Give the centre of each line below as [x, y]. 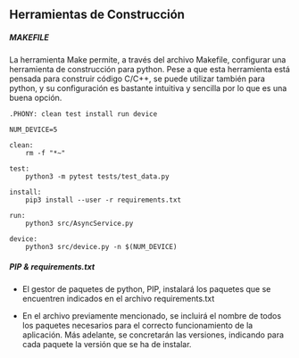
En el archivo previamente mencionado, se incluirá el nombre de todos [152, 316]
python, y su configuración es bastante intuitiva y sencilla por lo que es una [148, 88]
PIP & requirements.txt [52, 266]
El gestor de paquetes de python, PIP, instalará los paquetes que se [146, 289]
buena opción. [36, 98]
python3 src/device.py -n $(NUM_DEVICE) [101, 247]
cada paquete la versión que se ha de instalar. [107, 345]
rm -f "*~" [46, 154]
